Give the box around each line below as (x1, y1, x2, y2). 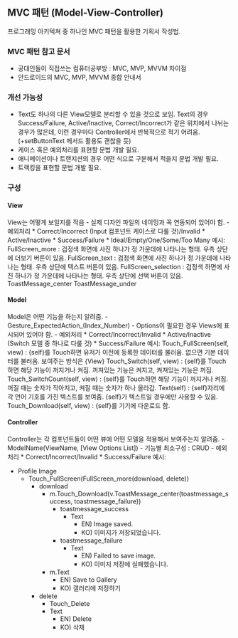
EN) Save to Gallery (60, 575, 117, 584)
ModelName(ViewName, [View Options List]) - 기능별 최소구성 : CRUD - (7, 444, 215, 452)
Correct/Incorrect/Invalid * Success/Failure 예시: (25, 452, 167, 461)
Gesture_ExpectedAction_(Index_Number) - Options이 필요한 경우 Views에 (7, 321, 222, 330)
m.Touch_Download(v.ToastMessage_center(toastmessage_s (49, 489, 229, 498)
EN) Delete (60, 615, 92, 623)
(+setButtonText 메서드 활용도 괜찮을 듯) (17, 137, 131, 145)
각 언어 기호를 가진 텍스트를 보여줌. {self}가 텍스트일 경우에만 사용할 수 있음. (7, 392, 218, 401)
